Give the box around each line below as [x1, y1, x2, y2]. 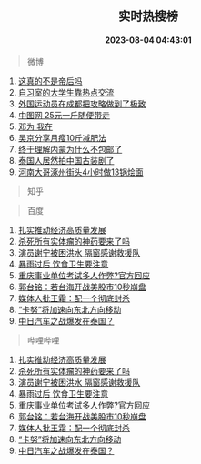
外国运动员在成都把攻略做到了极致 [17, 98, 146, 109]
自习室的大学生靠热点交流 [17, 86, 115, 97]
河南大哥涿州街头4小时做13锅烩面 [17, 166, 144, 177]
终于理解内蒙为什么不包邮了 [17, 144, 123, 155]
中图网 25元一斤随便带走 [17, 109, 111, 120]
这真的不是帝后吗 [17, 76, 83, 86]
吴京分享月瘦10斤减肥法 [17, 132, 107, 143]
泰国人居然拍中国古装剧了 [17, 155, 115, 166]
